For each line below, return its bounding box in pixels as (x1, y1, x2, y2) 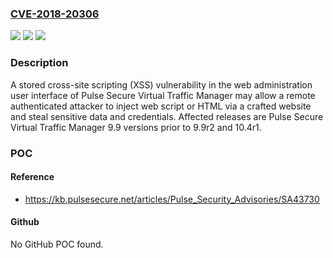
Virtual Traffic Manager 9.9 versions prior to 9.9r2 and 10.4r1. (10, 121, 262, 133)
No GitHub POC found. (10, 238, 104, 250)
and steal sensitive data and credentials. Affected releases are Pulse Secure (10, 110, 324, 122)
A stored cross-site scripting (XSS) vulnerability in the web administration (10, 78, 313, 91)
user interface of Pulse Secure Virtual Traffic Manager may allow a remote (10, 89, 316, 101)
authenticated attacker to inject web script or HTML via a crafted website (10, 100, 312, 112)
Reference (10, 171, 55, 183)
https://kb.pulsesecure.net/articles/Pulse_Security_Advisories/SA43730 (24, 193, 320, 205)
